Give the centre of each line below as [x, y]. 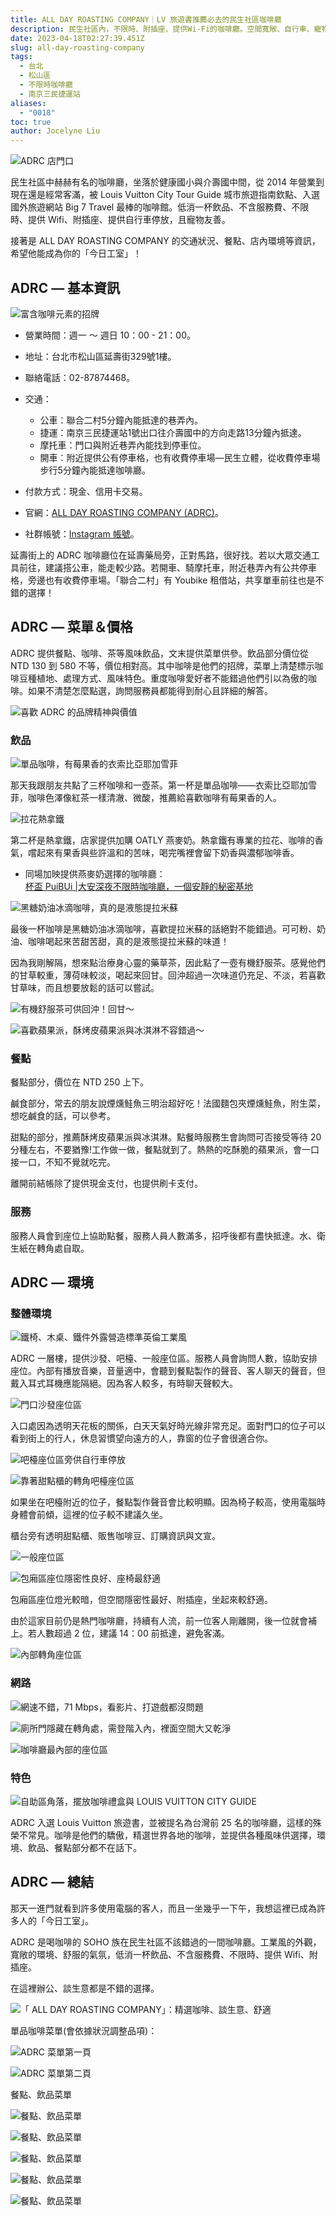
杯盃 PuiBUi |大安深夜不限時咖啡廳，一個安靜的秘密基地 [138, 887]
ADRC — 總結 [52, 1882]
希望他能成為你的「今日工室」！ [76, 253]
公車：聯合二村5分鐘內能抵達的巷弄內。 [121, 420]
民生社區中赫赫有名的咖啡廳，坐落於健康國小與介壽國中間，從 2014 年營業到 [167, 182]
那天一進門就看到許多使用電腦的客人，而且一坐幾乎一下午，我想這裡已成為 [163, 1908]
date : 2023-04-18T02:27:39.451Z [77, 38]
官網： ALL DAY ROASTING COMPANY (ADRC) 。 [124, 512]
